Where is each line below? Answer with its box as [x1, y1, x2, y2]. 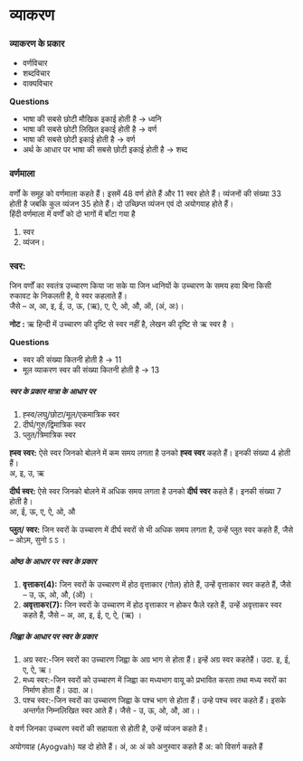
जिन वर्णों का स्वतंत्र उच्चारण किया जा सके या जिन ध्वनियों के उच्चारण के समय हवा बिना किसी [9, 280, 271, 291]
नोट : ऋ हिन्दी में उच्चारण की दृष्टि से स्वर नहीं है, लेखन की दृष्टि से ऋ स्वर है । [9, 319, 235, 330]
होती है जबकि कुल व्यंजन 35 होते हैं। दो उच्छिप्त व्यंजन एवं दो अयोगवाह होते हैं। [9, 198, 234, 209]
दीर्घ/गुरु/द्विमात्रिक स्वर [22, 419, 86, 430]
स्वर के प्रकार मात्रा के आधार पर [9, 385, 97, 397]
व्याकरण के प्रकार [9, 37, 65, 50]
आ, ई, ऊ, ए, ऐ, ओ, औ [9, 506, 76, 517]
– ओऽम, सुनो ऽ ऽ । [9, 534, 66, 546]
